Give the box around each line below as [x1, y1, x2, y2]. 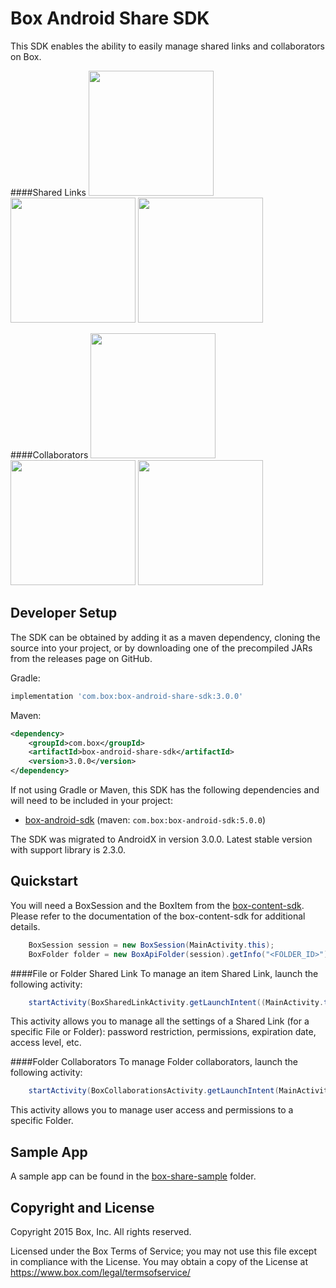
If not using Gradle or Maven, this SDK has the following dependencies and [10, 784, 320, 796]
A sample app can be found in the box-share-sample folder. [10, 1170, 257, 1182]
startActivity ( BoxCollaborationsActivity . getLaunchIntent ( [28, 1086, 280, 1096]
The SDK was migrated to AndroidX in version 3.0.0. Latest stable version [10, 833, 313, 845]
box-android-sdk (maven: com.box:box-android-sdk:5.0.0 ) [24, 814, 267, 826]
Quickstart [10, 873, 79, 890]
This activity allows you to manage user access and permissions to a [10, 1104, 294, 1116]
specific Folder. [10, 1115, 74, 1127]
